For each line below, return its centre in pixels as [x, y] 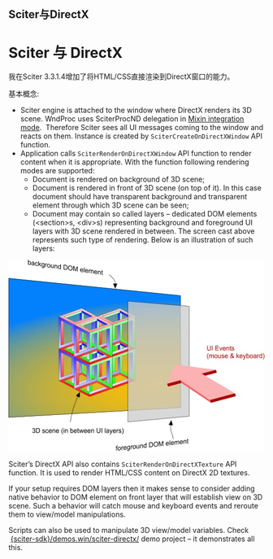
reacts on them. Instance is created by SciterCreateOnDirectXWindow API [141, 136]
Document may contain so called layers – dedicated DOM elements [145, 214]
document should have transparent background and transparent [140, 197]
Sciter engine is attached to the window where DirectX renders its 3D [136, 110]
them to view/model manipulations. [67, 514]
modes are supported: [57, 171]
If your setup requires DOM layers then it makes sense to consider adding [132, 489]
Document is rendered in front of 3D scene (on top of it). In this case [147, 188]
